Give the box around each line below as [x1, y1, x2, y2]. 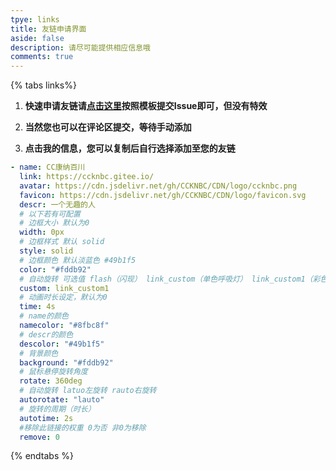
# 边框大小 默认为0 [19, 218, 90, 228]
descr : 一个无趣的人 [19, 199, 96, 210]
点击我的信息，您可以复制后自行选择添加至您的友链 [24, 142, 236, 155]
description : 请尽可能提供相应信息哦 [10, 42, 151, 53]
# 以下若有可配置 [19, 209, 81, 219]
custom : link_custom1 [19, 283, 110, 293]
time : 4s [19, 302, 56, 312]
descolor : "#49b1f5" [19, 339, 105, 349]
